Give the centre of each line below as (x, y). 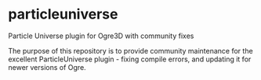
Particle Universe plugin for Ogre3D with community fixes (101, 36)
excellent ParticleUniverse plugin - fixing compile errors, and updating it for (130, 59)
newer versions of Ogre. (47, 67)
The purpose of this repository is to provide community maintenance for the (130, 50)
